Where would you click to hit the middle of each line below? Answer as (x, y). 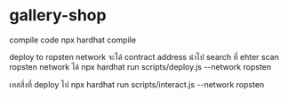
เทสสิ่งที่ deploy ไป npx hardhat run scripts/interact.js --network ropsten (137, 84)
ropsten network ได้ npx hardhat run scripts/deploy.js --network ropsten (140, 66)
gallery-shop (58, 15)
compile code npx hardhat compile (72, 40)
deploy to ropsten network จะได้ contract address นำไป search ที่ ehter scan (144, 57)
